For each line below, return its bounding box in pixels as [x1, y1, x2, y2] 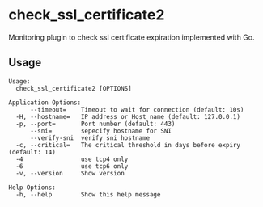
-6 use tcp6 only [15, 162, 129, 171]
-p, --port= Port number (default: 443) [15, 120, 176, 128]
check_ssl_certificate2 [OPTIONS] [15, 84, 132, 92]
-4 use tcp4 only [15, 155, 129, 163]
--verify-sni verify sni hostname [29, 133, 151, 142]
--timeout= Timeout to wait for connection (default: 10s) [29, 105, 244, 114]
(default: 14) [8, 148, 57, 156]
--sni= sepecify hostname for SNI [29, 127, 172, 135]
